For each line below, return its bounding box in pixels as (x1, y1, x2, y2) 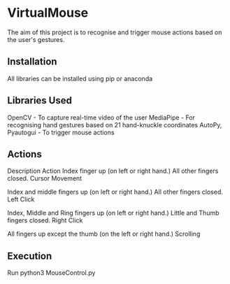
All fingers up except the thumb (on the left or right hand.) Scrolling (7, 229, 201, 239)
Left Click (7, 195, 35, 204)
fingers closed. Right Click (7, 216, 83, 225)
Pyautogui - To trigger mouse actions (7, 128, 115, 136)
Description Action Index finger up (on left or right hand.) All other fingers (7, 166, 219, 176)
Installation (7, 56, 57, 68)
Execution (7, 250, 52, 262)
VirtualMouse (7, 5, 89, 21)
